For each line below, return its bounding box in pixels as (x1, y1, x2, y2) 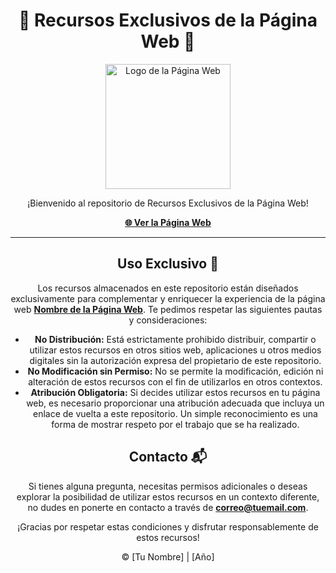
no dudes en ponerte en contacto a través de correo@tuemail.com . (27, 501, 309, 513)
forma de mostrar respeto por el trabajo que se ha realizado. (51, 418, 300, 430)
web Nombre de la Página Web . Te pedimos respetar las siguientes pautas (13, 303, 323, 315)
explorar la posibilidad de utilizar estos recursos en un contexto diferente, (16, 490, 320, 503)
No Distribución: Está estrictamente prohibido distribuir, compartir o (34, 333, 317, 345)
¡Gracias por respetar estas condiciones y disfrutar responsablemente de (17, 520, 319, 533)
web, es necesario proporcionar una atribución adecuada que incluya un (26, 397, 325, 409)
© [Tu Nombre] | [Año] (121, 550, 215, 563)
